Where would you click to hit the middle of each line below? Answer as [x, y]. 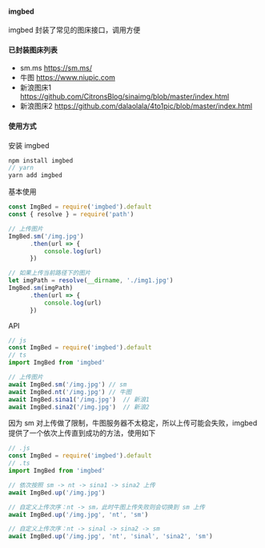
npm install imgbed [41, 160]
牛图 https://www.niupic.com [68, 78]
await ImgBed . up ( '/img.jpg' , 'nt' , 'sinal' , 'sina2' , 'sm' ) [111, 537]
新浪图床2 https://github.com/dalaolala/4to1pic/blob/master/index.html [136, 106]
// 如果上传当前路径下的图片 [50, 273]
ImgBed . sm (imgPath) [41, 288]
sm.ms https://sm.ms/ [56, 68]
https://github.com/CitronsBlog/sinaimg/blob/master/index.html [124, 97]
